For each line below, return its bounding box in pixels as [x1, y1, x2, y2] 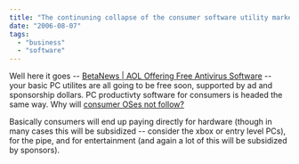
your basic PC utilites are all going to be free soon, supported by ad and [9, 80, 273, 91]
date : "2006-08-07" [9, 21, 82, 30]
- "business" [17, 37, 66, 47]
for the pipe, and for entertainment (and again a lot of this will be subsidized [9, 135, 287, 146]
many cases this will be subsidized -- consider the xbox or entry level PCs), [9, 126, 287, 136]
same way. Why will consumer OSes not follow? [9, 99, 185, 110]
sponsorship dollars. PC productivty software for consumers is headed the [9, 90, 283, 101]
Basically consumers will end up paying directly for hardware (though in [9, 117, 273, 127]
